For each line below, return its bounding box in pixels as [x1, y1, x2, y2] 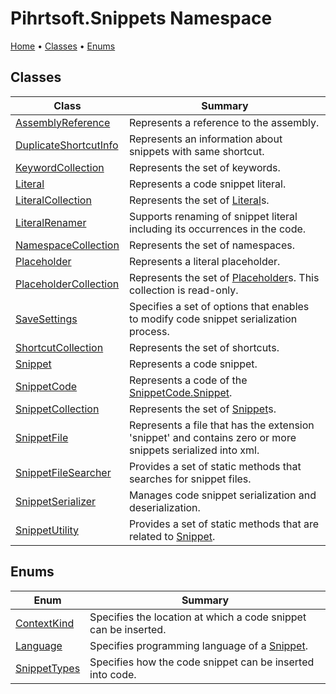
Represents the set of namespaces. [128, 238, 296, 252]
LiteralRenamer [15, 215, 87, 229]
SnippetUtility [15, 523, 80, 537]
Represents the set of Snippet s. [128, 402, 277, 416]
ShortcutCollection [15, 340, 104, 354]
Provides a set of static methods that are [128, 517, 320, 531]
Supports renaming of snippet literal [128, 209, 298, 223]
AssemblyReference [15, 115, 111, 129]
